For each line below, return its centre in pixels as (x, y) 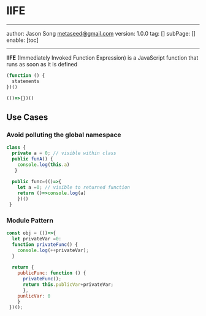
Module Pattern (30, 220)
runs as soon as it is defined (42, 64)
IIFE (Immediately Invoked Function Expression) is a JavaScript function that (102, 57)
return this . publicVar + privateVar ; (68, 284)
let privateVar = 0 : (37, 239)
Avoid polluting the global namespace (64, 135)
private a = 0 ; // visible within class (64, 153)
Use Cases (27, 117)
